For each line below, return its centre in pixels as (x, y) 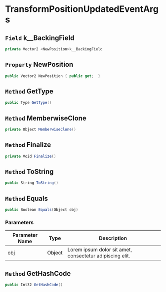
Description (113, 238)
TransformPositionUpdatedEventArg (82, 9)
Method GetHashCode (38, 273)
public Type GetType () (28, 103)
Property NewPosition (39, 64)
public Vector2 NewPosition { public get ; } (53, 76)
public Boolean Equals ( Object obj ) (42, 210)
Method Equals (27, 198)
